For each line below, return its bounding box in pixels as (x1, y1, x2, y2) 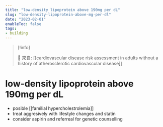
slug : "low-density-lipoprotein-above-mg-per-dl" (5, 12, 112, 17)
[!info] (17, 45, 30, 50)
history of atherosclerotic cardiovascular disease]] (17, 61, 122, 66)
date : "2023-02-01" (5, 17, 46, 22)
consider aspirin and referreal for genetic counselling (12, 116, 123, 122)
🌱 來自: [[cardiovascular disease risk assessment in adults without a (17, 55, 158, 61)
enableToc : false (5, 21, 42, 27)
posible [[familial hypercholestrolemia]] (12, 105, 94, 111)
